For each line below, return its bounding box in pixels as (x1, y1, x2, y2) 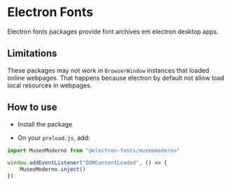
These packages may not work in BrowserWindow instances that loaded (7, 66, 210, 74)
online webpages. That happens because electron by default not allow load (7, 73, 225, 82)
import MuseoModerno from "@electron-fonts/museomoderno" (7, 147, 180, 154)
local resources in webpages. (7, 81, 92, 90)
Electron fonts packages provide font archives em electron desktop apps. (7, 27, 219, 36)
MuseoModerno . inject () (20, 166, 86, 173)
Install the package (17, 120, 73, 128)
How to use (7, 101, 57, 113)
